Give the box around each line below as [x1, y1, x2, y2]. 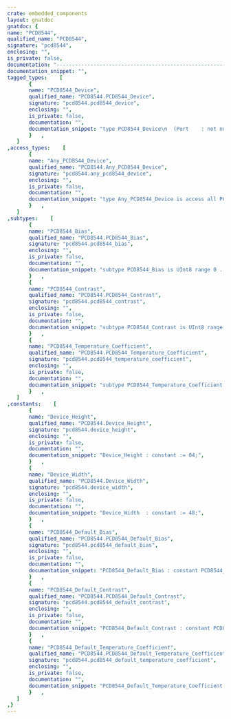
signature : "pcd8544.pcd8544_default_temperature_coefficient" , [28, 657, 217, 664]
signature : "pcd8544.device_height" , [28, 426, 137, 433]
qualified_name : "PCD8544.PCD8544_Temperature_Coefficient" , [28, 349, 208, 357]
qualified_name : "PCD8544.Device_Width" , [28, 477, 149, 484]
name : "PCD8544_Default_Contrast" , [28, 586, 131, 593]
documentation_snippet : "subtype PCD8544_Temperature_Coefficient [28, 382, 223, 388]
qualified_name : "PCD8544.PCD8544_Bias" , [28, 234, 149, 241]
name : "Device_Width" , [28, 471, 94, 478]
